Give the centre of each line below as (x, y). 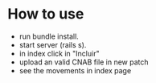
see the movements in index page (75, 70)
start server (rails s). (53, 44)
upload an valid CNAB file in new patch (84, 62)
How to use (46, 14)
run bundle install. (49, 36)
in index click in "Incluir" (59, 53)
